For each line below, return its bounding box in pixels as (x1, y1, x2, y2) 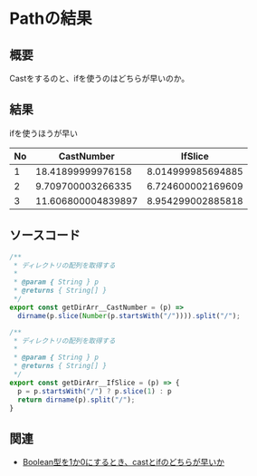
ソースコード (9, 228, 81, 243)
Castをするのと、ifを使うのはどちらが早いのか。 (9, 73, 190, 83)
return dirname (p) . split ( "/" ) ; (17, 395, 136, 404)
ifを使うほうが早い (9, 128, 79, 139)
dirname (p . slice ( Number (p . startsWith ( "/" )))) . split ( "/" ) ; (17, 311, 242, 320)
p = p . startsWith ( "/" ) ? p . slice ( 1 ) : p (17, 386, 172, 395)
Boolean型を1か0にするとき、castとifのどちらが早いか (22, 457, 224, 468)
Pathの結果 (9, 8, 92, 29)
